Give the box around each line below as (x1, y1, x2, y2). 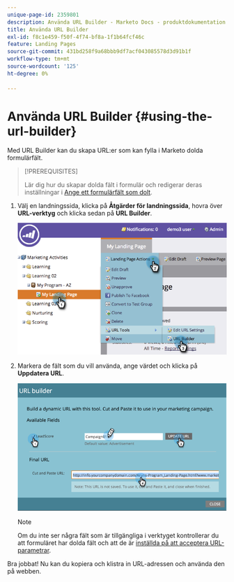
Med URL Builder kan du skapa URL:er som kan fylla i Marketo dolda (7, 147, 203, 155)
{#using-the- (134, 108, 213, 124)
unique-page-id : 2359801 (7, 11, 79, 18)
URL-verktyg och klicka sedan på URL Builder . (17, 209, 153, 218)
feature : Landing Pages (7, 40, 77, 48)
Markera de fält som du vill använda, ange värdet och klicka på (17, 361, 198, 370)
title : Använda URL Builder (7, 26, 89, 33)
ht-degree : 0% (7, 70, 49, 77)
